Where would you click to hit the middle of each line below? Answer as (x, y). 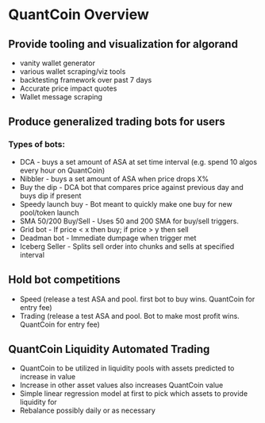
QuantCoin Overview (79, 15)
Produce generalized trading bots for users (117, 122)
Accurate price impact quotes (68, 88)
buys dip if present (50, 196)
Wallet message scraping (61, 97)
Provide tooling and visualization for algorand (123, 44)
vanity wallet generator (57, 63)
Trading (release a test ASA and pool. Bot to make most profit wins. (129, 316)
